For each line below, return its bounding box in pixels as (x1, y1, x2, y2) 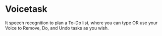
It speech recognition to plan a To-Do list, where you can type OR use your (5, 20, 158, 26)
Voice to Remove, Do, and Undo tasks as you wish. (5, 25, 109, 31)
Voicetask (5, 3, 48, 15)
